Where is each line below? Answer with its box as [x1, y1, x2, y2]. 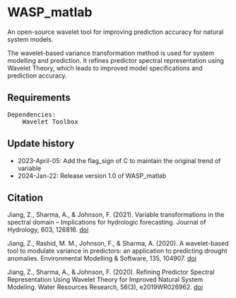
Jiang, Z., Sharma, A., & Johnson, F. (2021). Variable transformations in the [7, 210, 225, 219]
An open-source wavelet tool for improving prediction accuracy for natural [7, 28, 224, 36]
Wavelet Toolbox [22, 117, 79, 126]
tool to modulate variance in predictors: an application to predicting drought [7, 246, 228, 255]
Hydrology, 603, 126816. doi [7, 225, 89, 234]
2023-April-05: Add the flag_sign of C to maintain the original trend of [17, 156, 221, 165]
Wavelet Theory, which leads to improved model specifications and [7, 64, 203, 72]
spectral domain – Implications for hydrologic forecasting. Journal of [7, 218, 206, 227]
